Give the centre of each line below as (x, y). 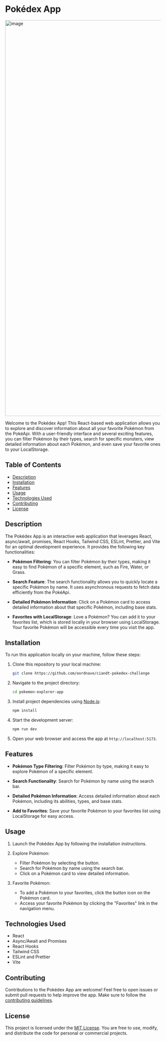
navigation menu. (37, 908)
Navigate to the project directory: (46, 683)
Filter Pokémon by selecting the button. (60, 863)
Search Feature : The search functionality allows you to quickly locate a (85, 582)
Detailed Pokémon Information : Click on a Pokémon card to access (81, 602)
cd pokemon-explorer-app (38, 692)
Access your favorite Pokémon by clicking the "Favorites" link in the (89, 903)
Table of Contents (33, 465)
